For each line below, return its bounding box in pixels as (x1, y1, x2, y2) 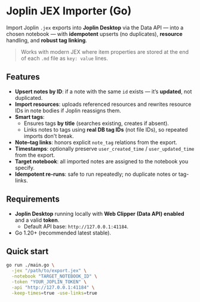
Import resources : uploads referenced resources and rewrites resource (14, 100, 192, 108)
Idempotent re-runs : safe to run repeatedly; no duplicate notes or (14, 170, 177, 178)
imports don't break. (23, 132, 74, 139)
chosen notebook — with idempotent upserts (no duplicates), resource (6, 30, 183, 37)
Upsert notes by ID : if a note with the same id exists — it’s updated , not (14, 88, 192, 95)
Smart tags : (14, 113, 45, 120)
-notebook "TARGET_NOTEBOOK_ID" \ (11, 273, 97, 279)
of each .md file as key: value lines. (20, 54, 109, 62)
